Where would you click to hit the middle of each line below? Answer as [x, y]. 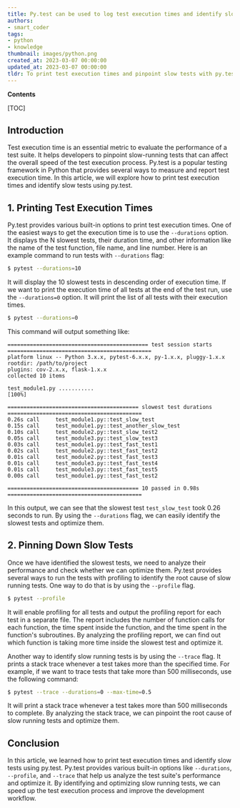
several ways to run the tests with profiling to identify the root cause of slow [119, 577]
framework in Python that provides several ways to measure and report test [119, 170]
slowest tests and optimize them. [56, 522]
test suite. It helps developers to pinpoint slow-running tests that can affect [118, 155]
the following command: [43, 679]
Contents [21, 94]
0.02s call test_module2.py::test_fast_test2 [83, 450]
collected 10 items [36, 375]
